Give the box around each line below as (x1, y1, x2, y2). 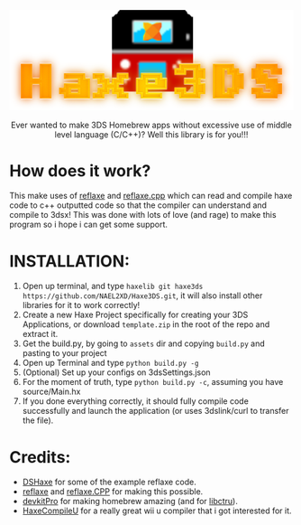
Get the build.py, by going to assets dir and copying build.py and (22, 338, 266, 349)
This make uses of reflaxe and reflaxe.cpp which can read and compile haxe (9, 191, 293, 202)
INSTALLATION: (9, 250, 131, 271)
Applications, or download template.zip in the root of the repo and (22, 319, 270, 330)
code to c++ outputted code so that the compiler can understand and (9, 200, 268, 211)
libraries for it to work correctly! (22, 300, 141, 311)
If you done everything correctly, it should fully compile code (22, 396, 250, 407)
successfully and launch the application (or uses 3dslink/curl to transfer (22, 406, 290, 417)
